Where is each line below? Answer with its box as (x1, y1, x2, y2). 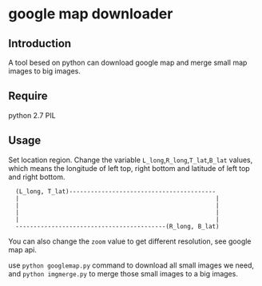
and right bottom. (8, 172, 65, 181)
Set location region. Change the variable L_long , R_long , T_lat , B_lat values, (8, 155, 253, 165)
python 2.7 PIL (8, 110, 56, 120)
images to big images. (8, 66, 81, 76)
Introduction (8, 37, 72, 50)
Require (8, 89, 48, 103)
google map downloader (8, 5, 173, 23)
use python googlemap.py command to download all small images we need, (8, 260, 254, 270)
